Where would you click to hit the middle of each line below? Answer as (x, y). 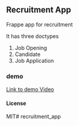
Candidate (28, 54)
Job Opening (31, 48)
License (16, 103)
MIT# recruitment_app (34, 116)
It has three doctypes (32, 36)
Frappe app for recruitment (39, 24)
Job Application (34, 60)
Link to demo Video (30, 89)
